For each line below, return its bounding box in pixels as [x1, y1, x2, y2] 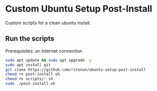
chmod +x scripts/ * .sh [5, 76, 53, 81]
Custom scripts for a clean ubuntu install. [5, 20, 91, 26]
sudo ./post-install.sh [5, 81, 56, 86]
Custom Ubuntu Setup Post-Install [5, 3, 152, 15]
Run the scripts [5, 34, 55, 43]
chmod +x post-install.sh [5, 72, 60, 77]
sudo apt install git [5, 62, 51, 67]
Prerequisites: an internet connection [5, 48, 83, 54]
